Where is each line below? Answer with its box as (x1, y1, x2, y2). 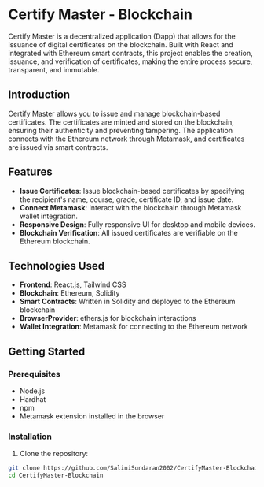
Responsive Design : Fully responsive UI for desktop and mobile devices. (19, 219, 255, 229)
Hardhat (19, 395, 46, 404)
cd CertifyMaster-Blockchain (8, 471, 104, 480)
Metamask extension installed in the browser (19, 411, 165, 421)
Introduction (8, 88, 71, 102)
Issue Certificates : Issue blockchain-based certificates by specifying (19, 186, 245, 195)
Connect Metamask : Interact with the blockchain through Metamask (19, 203, 242, 212)
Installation (8, 431, 53, 442)
